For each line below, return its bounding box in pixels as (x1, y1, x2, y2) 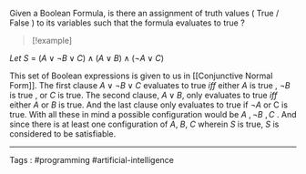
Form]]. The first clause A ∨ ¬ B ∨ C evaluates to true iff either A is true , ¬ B (9, 80, 291, 90)
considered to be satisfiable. (9, 128, 117, 139)
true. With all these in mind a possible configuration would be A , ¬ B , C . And (9, 109, 297, 119)
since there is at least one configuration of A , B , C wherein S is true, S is (9, 118, 280, 129)
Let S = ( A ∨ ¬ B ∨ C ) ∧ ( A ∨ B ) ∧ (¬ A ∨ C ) (9, 53, 165, 63)
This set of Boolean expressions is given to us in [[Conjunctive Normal (9, 70, 273, 81)
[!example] (31, 36, 73, 46)
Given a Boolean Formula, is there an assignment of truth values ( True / (9, 8, 280, 18)
